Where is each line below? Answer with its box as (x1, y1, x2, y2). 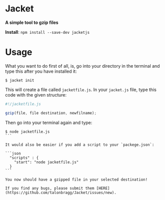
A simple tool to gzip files (5, 19, 59, 25)
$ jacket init (5, 78, 35, 83)
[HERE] (96, 186, 110, 191)
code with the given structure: (5, 92, 67, 98)
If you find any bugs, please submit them (5, 186, 94, 191)
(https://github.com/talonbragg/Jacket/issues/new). (5, 190, 117, 195)
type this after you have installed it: (5, 68, 77, 74)
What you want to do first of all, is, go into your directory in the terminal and (5, 63, 160, 69)
